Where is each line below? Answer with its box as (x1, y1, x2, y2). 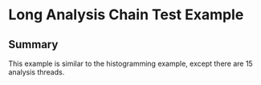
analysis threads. (8, 67, 65, 77)
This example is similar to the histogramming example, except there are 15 (8, 59, 253, 68)
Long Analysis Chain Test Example (8, 6, 244, 24)
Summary (8, 38, 59, 51)
